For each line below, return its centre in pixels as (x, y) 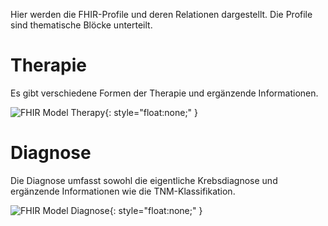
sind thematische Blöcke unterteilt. (81, 25)
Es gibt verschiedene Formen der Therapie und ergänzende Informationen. (164, 93)
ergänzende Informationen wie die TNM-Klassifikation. (123, 191)
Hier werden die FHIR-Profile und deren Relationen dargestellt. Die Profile (161, 14)
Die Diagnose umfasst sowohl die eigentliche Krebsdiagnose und (144, 180)
